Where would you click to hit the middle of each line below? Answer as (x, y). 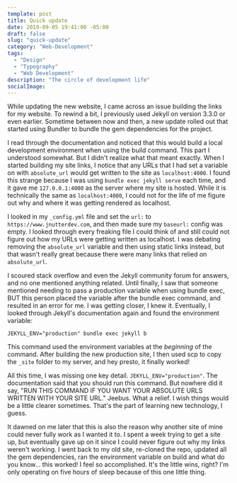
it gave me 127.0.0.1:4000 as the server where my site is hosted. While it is (117, 188)
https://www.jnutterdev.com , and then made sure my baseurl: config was (115, 225)
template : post (30, 14)
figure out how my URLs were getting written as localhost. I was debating (114, 239)
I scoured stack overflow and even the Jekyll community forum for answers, (118, 275)
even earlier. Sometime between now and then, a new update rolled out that (118, 122)
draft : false (27, 34)
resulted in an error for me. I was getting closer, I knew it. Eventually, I (109, 306)
